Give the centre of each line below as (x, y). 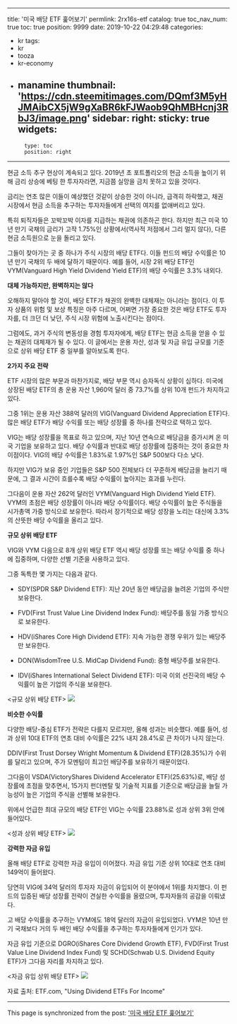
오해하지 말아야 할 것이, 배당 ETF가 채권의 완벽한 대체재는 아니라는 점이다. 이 (113, 300)
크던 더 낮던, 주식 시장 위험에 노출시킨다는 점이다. (97, 318)
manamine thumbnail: (67, 85)
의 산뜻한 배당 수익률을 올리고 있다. (55, 520)
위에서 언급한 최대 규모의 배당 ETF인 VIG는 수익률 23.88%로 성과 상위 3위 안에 (116, 809)
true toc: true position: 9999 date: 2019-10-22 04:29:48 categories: (105, 27)
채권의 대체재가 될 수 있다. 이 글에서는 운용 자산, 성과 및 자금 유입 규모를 (113, 342)
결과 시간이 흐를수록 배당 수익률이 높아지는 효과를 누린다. (108, 478)
